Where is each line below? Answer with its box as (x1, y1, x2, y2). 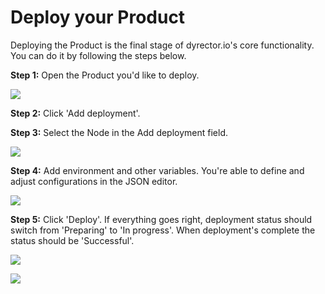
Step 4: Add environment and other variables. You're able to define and (10, 164, 305, 176)
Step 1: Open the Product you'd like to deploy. (10, 69, 200, 81)
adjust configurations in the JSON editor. (10, 175, 178, 187)
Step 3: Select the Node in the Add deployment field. (10, 126, 229, 138)
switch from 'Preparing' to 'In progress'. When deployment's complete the (10, 224, 316, 236)
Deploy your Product (10, 6, 186, 29)
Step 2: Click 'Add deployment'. (10, 107, 141, 119)
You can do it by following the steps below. (10, 49, 187, 61)
